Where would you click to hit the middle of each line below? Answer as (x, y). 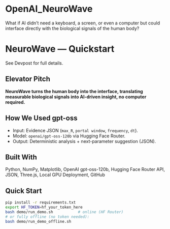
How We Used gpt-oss (41, 118)
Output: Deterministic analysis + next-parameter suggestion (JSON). (84, 141)
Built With (21, 157)
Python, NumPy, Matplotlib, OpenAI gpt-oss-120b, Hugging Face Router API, (85, 169)
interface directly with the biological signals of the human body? (72, 28)
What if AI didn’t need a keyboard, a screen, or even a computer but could (83, 23)
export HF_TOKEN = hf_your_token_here (44, 207)
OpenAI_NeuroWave (49, 9)
